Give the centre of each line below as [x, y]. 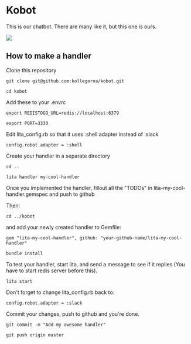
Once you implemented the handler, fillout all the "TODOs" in [79, 188]
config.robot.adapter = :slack [44, 303]
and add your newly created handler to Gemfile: [64, 227]
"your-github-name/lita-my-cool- [141, 238]
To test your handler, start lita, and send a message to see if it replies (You [95, 264]
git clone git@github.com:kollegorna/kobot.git [65, 81]
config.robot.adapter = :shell [44, 145]
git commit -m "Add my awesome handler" [56, 325]
